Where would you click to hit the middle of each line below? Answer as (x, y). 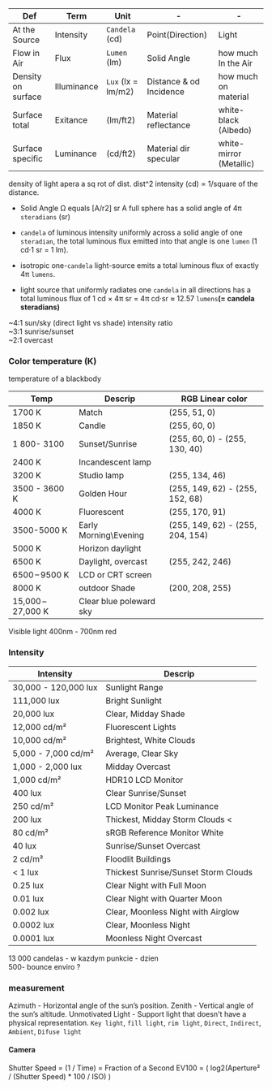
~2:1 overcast (31, 340)
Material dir (168, 148)
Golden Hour (103, 494)
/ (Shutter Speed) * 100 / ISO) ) (60, 1077)
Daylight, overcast (113, 562)
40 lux (25, 845)
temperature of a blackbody (55, 379)
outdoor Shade (107, 588)
